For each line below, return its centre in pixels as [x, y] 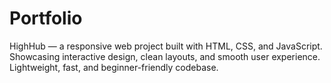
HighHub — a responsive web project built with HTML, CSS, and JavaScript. [166, 46]
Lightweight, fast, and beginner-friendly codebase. [114, 67]
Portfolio [46, 18]
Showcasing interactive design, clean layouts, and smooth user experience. [165, 56]
